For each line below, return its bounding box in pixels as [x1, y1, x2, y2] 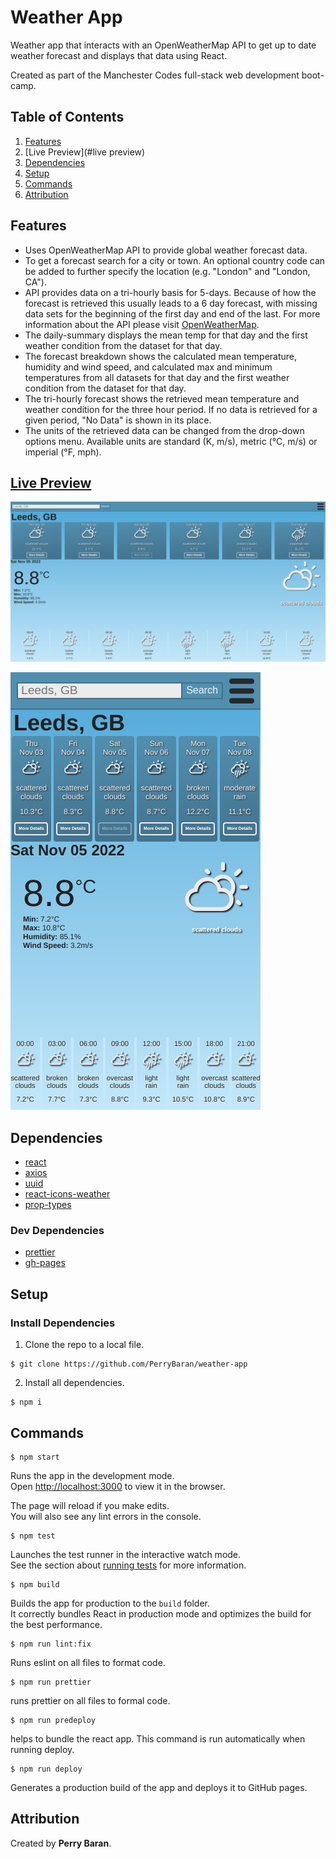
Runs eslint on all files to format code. [10, 1656, 166, 1668]
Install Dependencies [10, 1316, 116, 1330]
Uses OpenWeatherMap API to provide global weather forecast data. [24, 244, 308, 256]
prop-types [24, 1199, 72, 1211]
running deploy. [10, 1743, 75, 1755]
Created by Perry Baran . [10, 1837, 112, 1849]
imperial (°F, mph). [24, 446, 102, 458]
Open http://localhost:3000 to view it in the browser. [10, 1480, 226, 1492]
